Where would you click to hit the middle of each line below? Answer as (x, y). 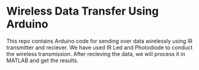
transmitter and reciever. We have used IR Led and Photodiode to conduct (99, 47)
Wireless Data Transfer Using (83, 11)
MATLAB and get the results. (43, 60)
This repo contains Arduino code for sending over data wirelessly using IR (99, 41)
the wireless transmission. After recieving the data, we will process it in (96, 54)
